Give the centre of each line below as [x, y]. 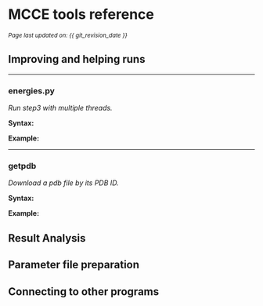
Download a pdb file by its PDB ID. [63, 183]
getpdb [22, 166]
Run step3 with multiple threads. [60, 108]
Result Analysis [47, 238]
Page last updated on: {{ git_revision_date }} [68, 35]
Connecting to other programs [83, 291]
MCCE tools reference [81, 15]
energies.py [31, 90]
